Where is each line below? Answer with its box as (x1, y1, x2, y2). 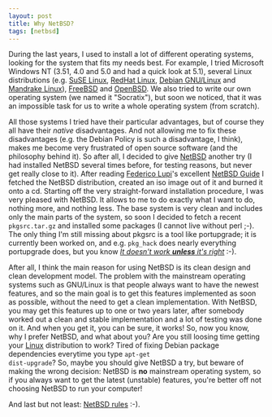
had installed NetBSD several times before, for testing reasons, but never (8, 160, 253, 170)
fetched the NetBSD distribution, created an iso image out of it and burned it (8, 178, 264, 187)
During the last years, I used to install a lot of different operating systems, (8, 50, 254, 59)
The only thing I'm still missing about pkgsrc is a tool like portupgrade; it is (8, 230, 257, 239)
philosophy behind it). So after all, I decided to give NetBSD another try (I (8, 151, 253, 161)
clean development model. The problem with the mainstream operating (8, 271, 246, 281)
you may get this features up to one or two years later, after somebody (8, 306, 244, 316)
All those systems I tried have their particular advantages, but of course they (8, 117, 265, 127)
